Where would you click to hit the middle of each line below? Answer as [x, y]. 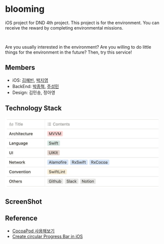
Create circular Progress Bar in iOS [47, 236]
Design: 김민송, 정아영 [34, 92]
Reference [21, 218]
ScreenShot [24, 201]
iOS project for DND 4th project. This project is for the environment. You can [82, 23]
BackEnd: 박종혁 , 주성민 [35, 86]
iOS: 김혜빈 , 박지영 [30, 80]
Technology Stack [33, 108]
